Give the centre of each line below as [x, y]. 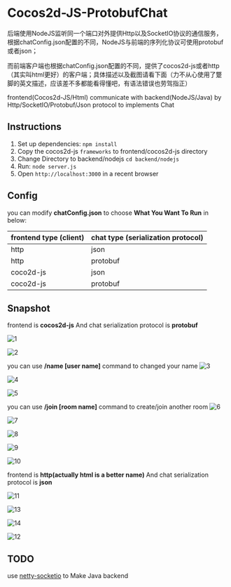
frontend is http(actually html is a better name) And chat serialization [108, 475]
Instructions [34, 127]
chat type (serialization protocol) [147, 237]
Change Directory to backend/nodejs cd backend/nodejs [98, 159]
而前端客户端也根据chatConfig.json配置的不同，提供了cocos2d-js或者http [113, 65]
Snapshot [29, 308]
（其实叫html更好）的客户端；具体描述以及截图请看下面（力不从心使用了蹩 [115, 74]
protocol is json [30, 482]
